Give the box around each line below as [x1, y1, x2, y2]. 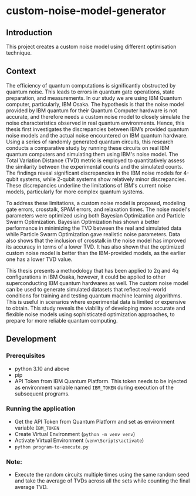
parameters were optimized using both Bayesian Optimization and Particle [6, 212, 185, 219]
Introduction [6, 28, 53, 38]
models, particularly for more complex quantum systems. [6, 188, 144, 195]
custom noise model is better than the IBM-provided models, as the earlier [6, 249, 186, 256]
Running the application [6, 404, 76, 413]
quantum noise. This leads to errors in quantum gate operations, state [6, 88, 175, 95]
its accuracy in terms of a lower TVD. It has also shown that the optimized [6, 243, 184, 250]
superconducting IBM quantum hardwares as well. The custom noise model [6, 279, 189, 286]
